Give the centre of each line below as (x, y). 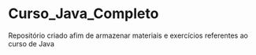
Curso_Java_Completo (83, 14)
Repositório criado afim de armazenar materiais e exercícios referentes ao (128, 35)
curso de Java (32, 43)
